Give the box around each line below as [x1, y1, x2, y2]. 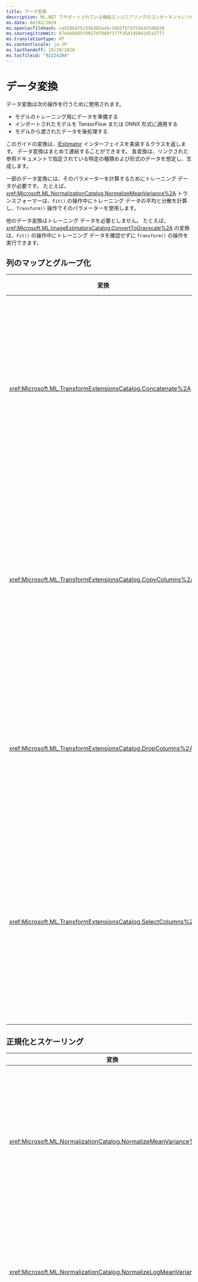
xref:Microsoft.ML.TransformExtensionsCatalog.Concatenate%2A [9, 385, 192, 393]
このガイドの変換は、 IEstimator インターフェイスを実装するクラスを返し [6, 140, 181, 147]
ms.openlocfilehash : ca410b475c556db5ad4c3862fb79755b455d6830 [6, 25, 165, 31]
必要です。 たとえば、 [16, 182, 70, 189]
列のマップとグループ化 [6, 258, 91, 268]
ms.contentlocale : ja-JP [6, 42, 67, 48]
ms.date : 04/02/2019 [6, 19, 57, 25]
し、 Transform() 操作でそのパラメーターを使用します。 [6, 204, 140, 211]
